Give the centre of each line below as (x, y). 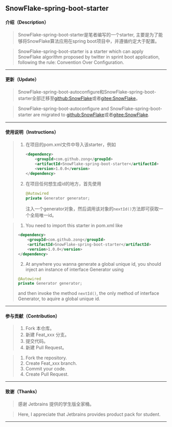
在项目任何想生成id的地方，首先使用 (63, 184)
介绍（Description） (27, 22)
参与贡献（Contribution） (33, 316)
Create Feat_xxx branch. (51, 363)
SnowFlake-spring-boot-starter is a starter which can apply (81, 51)
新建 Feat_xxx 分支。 (47, 335)
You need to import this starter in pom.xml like (74, 226)
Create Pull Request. (47, 374)
